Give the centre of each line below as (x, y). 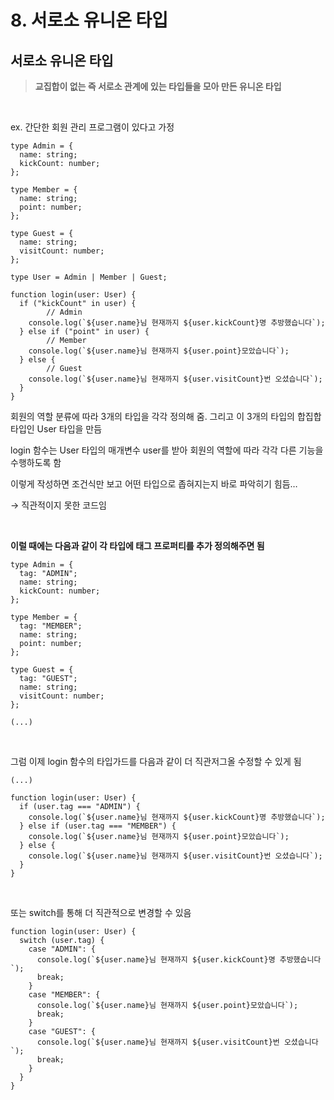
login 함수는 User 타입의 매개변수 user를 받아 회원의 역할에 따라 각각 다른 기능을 (167, 450)
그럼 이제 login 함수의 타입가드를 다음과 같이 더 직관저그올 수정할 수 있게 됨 (156, 761)
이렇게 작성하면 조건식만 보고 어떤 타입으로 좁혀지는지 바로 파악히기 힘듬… (154, 484)
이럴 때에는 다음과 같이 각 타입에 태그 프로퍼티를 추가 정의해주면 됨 (137, 545)
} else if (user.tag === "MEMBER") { (98, 826)
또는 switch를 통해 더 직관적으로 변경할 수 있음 (101, 912)
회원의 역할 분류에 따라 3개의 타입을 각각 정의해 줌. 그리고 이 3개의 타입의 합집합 (166, 416)
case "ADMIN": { (62, 949)
